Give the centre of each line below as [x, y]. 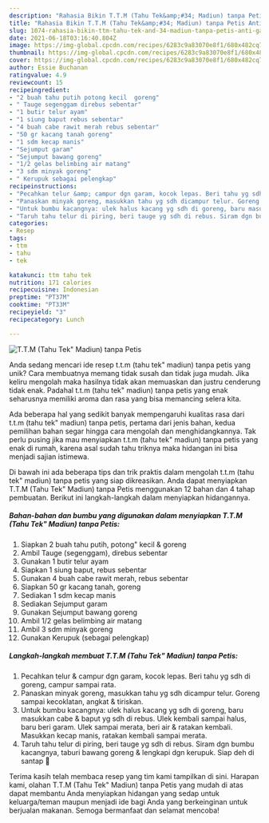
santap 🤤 [35, 761]
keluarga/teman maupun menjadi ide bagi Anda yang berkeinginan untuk [129, 801]
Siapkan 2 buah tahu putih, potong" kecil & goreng [103, 544]
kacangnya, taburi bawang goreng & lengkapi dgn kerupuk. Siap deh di [137, 752]
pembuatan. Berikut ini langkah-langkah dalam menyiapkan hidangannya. [130, 497]
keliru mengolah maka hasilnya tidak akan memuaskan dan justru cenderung [135, 382]
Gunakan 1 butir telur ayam [65, 561]
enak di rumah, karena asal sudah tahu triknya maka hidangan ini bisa [123, 448]
